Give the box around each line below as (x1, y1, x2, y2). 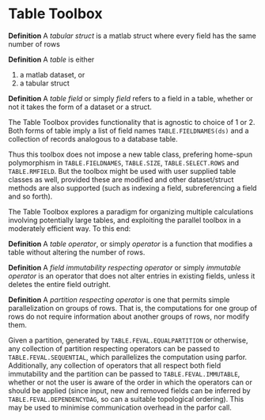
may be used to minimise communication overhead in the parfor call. (8, 403, 232, 412)
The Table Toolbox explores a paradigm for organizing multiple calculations (8, 206, 254, 216)
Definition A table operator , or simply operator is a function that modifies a (8, 239, 253, 248)
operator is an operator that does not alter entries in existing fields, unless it (8, 271, 256, 281)
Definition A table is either (8, 55, 95, 64)
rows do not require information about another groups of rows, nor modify (8, 312, 250, 321)
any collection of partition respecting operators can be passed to (8, 343, 220, 353)
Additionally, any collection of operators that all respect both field (8, 361, 221, 370)
